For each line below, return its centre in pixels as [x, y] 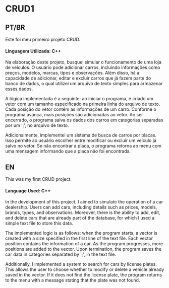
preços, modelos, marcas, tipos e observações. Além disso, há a [72, 73]
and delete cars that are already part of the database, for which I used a [80, 218]
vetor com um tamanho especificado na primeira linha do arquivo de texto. [83, 104]
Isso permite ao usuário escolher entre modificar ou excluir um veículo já [81, 140]
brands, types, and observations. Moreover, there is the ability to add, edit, [83, 212]
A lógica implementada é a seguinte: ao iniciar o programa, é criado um [79, 99]
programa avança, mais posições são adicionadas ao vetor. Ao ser [74, 115]
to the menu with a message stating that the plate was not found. [73, 280]
